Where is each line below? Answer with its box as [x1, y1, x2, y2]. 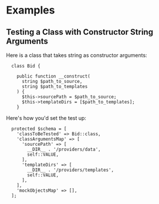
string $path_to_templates [21, 83, 88, 89]
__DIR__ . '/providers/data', [27, 146, 101, 152]
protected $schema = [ [11, 126, 67, 132]
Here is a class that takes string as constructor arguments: [6, 52, 148, 59]
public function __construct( [16, 73, 91, 79]
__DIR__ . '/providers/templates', [27, 167, 114, 173]
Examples [6, 4, 55, 17]
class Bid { [11, 63, 41, 69]
